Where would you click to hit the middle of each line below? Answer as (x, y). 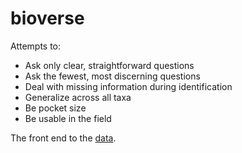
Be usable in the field (68, 118)
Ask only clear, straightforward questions (109, 65)
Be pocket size (55, 108)
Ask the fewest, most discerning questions (112, 76)
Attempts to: (36, 46)
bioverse (47, 18)
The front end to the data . (63, 138)
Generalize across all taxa (78, 97)
